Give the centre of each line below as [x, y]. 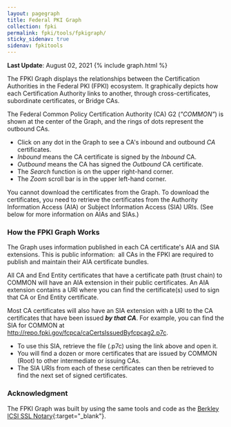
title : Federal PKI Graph [44, 20]
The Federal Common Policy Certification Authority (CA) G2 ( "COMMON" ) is [115, 114]
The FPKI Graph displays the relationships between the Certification [103, 79]
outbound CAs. [29, 129]
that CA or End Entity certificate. [53, 297]
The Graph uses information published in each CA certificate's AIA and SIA [113, 247]
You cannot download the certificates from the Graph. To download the [108, 192]
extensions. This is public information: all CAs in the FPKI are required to [110, 255]
